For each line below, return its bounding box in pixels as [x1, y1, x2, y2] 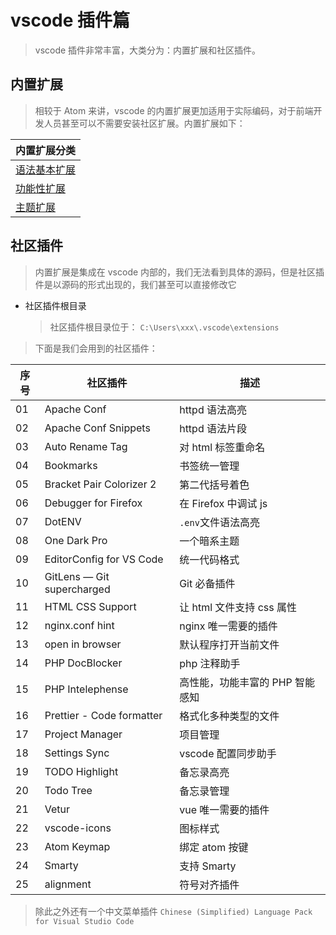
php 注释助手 [179, 656, 241, 670]
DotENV [44, 514, 82, 528]
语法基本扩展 [15, 162, 77, 176]
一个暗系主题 [179, 534, 240, 548]
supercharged [44, 582, 111, 596]
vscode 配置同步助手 [179, 746, 277, 760]
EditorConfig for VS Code [44, 552, 164, 566]
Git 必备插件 [179, 576, 236, 590]
